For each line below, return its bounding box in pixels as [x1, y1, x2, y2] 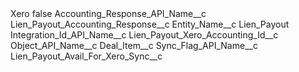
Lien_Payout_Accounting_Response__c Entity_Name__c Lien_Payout [10, 18, 290, 30]
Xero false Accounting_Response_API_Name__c [10, 8, 207, 19]
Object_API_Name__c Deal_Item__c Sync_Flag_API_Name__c [10, 40, 258, 51]
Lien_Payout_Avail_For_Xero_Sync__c [10, 50, 163, 62]
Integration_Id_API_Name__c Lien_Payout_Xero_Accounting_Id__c [10, 29, 279, 41]
